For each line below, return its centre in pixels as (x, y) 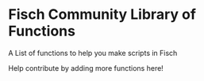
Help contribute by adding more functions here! (86, 68)
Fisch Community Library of (102, 15)
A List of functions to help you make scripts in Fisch (93, 53)
